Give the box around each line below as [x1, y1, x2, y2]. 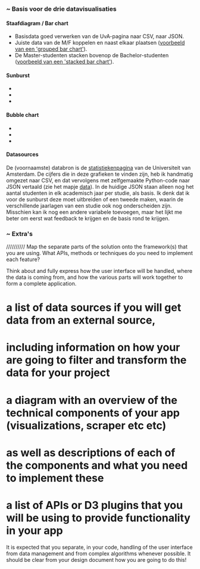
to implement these [6, 471, 104, 484]
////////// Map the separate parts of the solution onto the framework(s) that [6, 243, 187, 250]
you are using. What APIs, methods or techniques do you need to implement [6, 250, 193, 257]
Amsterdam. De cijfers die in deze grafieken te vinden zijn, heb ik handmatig [6, 170, 193, 178]
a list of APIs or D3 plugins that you [6, 498, 183, 512]
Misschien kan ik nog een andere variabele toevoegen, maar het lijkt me [6, 208, 183, 216]
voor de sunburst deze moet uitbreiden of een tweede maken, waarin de [6, 195, 183, 203]
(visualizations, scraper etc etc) [6, 419, 167, 432]
